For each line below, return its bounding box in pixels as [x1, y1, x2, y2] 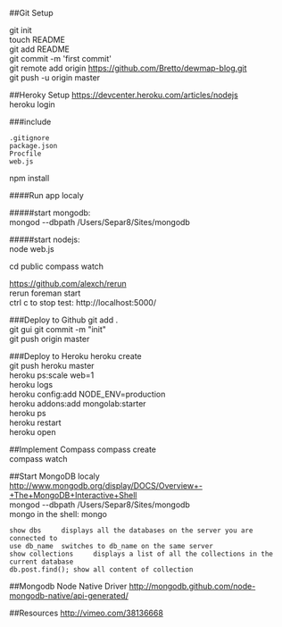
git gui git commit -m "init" [9, 324, 107, 334]
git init [9, 25, 33, 35]
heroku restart [9, 417, 62, 428]
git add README [9, 44, 70, 54]
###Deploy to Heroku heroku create [9, 351, 143, 361]
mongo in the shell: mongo [9, 509, 107, 519]
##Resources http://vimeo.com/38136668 [9, 607, 163, 618]
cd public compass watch [9, 261, 104, 272]
